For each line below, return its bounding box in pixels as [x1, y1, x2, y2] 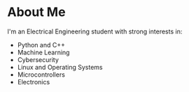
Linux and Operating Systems [17, 63, 103, 71]
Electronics [17, 77, 50, 86]
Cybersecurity [17, 55, 59, 63]
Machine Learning [17, 48, 70, 56]
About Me [7, 4, 66, 20]
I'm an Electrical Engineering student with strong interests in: [7, 27, 183, 36]
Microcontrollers [17, 70, 65, 79]
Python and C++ [17, 40, 65, 49]
